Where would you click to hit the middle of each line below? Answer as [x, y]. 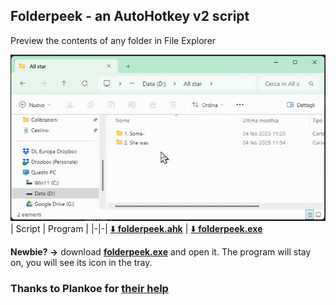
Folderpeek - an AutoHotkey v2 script [130, 16]
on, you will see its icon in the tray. [81, 263]
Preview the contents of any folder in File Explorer [113, 40]
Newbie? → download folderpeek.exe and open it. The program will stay [161, 252]
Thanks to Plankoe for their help [89, 289]
